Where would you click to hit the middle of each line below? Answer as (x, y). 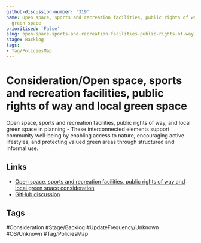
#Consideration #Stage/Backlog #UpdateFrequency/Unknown (83, 227)
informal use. (22, 148)
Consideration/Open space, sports (94, 80)
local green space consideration (54, 188)
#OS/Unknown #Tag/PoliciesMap (47, 234)
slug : (13, 34)
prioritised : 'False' (33, 28)
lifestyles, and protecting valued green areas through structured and (90, 142)
